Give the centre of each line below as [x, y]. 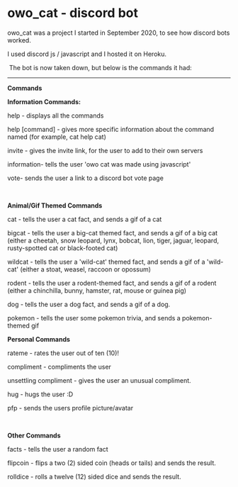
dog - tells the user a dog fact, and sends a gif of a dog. [89, 304]
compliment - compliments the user [59, 366]
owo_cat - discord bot [73, 13]
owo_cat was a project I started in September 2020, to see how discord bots [119, 33]
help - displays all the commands [56, 116]
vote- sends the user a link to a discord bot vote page [86, 178]
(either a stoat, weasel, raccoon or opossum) [85, 269]
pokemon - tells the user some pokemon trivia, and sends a [94, 318]
